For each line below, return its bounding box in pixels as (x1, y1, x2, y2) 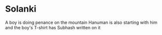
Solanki (5, 3, 37, 15)
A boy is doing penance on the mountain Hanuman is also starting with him (5, 19, 158, 25)
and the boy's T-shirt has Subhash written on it (5, 24, 101, 30)
